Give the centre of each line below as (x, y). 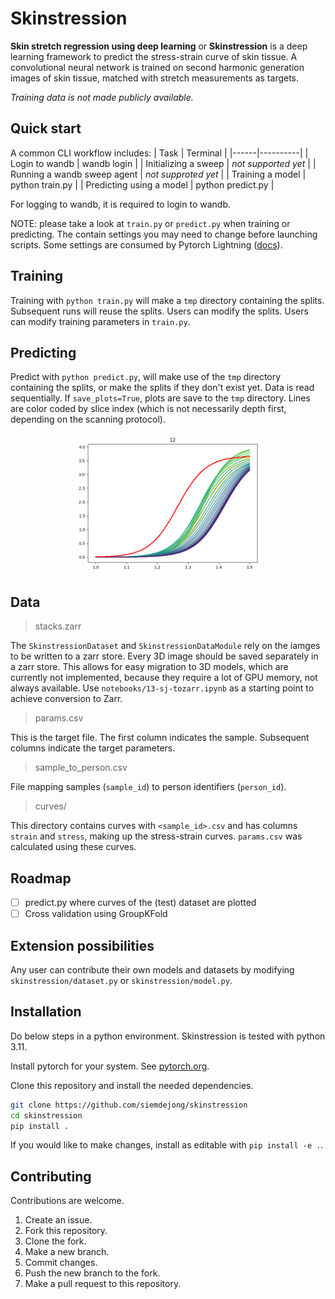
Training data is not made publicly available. (102, 97)
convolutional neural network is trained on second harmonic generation (157, 67)
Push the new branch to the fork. (92, 1273)
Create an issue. (58, 1220)
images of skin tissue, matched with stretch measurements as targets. (155, 78)
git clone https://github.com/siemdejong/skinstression (129, 1105)
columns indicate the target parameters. (93, 748)
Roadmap (41, 878)
